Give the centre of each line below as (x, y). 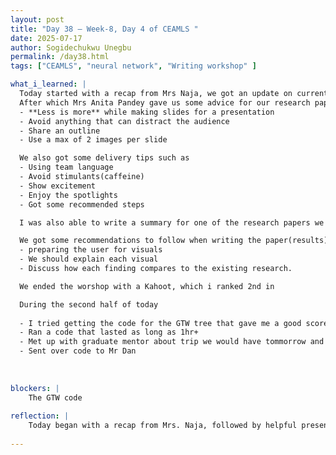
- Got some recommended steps (82, 204)
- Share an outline (60, 131)
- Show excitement (58, 186)
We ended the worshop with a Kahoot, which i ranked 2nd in (147, 286)
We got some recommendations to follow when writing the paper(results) (174, 241)
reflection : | (40, 416)
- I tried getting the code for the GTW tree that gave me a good (160, 323)
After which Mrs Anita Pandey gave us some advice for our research (165, 102)
